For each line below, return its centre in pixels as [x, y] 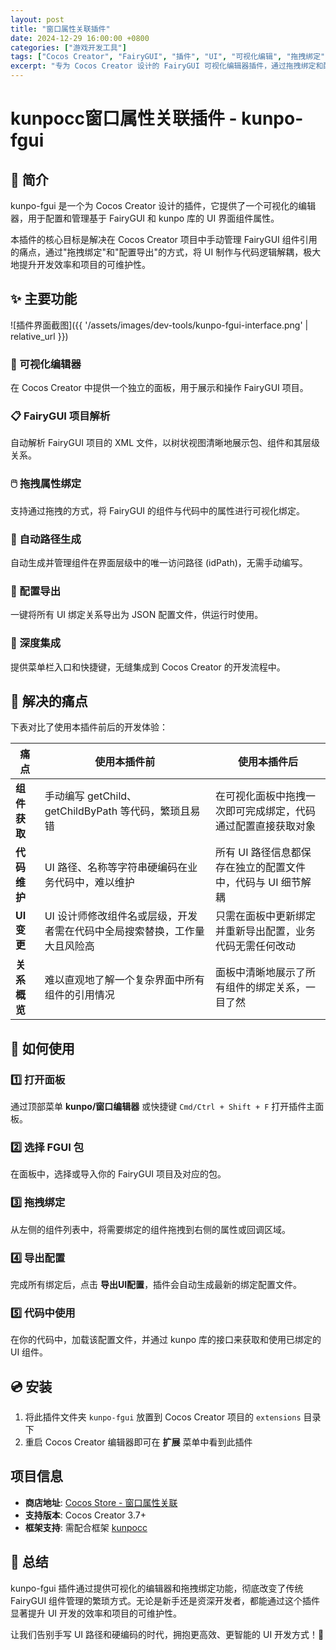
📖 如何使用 [42, 1048]
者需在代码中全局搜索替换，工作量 [124, 931]
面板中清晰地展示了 [261, 973]
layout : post [37, 19]
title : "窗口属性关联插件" [60, 29]
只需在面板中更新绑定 [266, 916]
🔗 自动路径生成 [46, 539]
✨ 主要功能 [44, 299]
